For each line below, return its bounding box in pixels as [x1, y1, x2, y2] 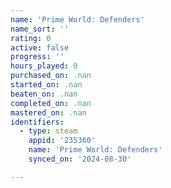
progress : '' [10, 52, 65, 62]
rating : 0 [10, 33, 52, 43]
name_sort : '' [10, 24, 70, 34]
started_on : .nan [10, 80, 83, 90]
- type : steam [19, 126, 78, 136]
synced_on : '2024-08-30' [28, 154, 132, 164]
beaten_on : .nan [10, 89, 78, 99]
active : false [10, 42, 70, 53]
